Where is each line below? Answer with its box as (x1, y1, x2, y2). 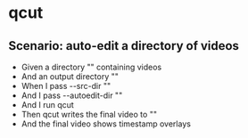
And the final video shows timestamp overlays (21, 118, 191, 129)
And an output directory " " (21, 71, 120, 82)
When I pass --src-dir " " (21, 81, 112, 91)
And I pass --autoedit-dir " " (21, 90, 123, 101)
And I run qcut (21, 100, 75, 110)
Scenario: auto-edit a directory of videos (8, 38, 240, 53)
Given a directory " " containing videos (21, 61, 162, 72)
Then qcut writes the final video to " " (21, 110, 158, 119)
